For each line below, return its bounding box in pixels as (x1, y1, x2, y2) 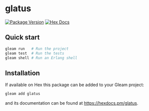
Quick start (5, 33, 40, 42)
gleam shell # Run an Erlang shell (5, 55, 78, 60)
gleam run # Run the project (5, 46, 69, 51)
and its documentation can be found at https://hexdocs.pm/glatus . (5, 100, 138, 106)
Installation (5, 69, 40, 77)
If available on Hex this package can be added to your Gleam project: (5, 82, 144, 88)
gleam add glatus (5, 91, 41, 96)
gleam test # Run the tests (5, 51, 64, 56)
